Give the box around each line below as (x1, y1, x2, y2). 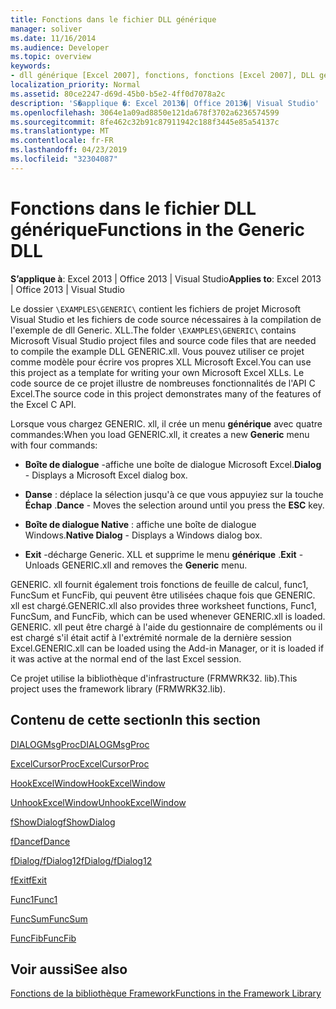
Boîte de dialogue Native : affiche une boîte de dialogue (24, 518, 257, 530)
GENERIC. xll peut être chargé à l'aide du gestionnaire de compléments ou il (10, 621, 323, 633)
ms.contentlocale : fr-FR (10, 136, 114, 146)
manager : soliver (10, 24, 83, 34)
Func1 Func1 (10, 893, 58, 905)
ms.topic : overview (10, 52, 92, 62)
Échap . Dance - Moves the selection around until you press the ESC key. (24, 499, 325, 511)
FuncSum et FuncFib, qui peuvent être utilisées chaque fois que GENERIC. (10, 589, 316, 601)
